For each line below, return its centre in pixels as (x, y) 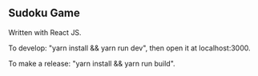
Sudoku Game (44, 13)
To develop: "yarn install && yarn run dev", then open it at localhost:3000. (129, 48)
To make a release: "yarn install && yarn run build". (92, 63)
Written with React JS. (45, 32)
